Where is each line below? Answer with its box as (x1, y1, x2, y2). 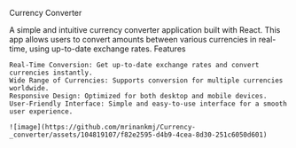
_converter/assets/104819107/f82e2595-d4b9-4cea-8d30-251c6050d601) (9, 130, 268, 139)
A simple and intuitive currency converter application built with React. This (9, 25, 281, 35)
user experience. (9, 107, 74, 116)
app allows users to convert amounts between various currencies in (9, 35, 257, 44)
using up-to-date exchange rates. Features (29, 43, 186, 54)
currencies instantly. (9, 68, 93, 77)
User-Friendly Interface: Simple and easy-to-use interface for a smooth (9, 99, 288, 108)
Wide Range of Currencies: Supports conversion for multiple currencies (9, 76, 284, 85)
